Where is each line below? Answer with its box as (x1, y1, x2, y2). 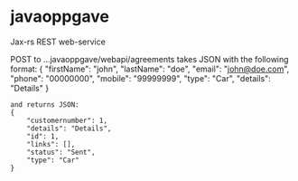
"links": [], (26, 139, 76, 148)
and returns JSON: (10, 100, 79, 110)
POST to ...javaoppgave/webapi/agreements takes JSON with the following (10, 53, 289, 64)
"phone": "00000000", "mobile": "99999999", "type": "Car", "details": (10, 72, 272, 83)
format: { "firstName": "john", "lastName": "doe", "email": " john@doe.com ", (10, 63, 290, 74)
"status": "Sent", (26, 148, 96, 157)
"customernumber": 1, (26, 116, 107, 125)
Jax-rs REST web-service (10, 36, 107, 47)
